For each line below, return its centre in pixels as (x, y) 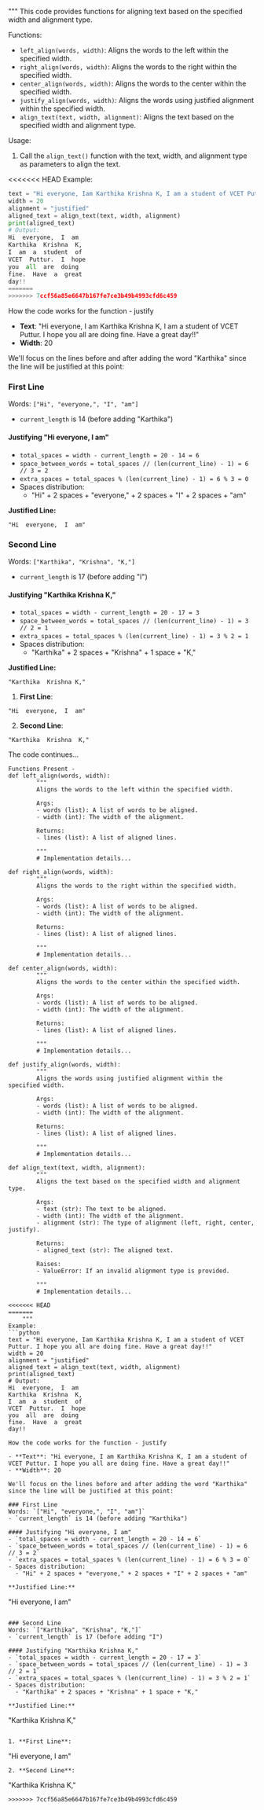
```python (24, 1333)
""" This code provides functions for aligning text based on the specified (126, 11)
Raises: (49, 1265)
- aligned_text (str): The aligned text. (105, 1250)
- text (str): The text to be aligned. (102, 1210)
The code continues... (44, 754)
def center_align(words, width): (63, 969)
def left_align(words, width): (59, 776)
